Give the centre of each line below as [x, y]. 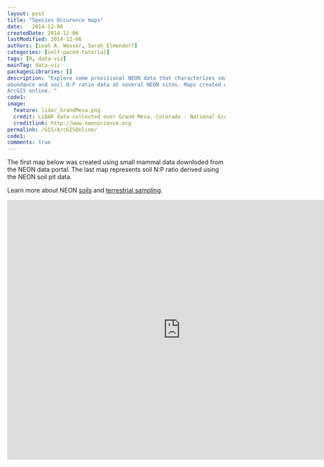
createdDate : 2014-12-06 [43, 33]
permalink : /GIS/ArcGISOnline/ [52, 130]
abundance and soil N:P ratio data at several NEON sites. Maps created [114, 85]
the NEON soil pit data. [40, 177]
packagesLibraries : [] [40, 71]
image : [17, 104]
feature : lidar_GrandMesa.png [57, 110]
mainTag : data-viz [34, 65]
